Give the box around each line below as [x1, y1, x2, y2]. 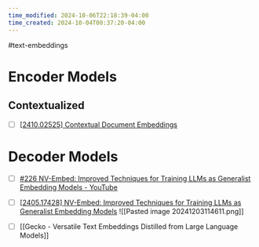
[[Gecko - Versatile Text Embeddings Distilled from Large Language [19, 221, 239, 231]
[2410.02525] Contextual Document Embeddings [19, 119, 178, 129]
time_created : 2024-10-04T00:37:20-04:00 [8, 19, 146, 27]
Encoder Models [8, 67, 118, 85]
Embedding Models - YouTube [19, 182, 118, 192]
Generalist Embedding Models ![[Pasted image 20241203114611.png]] [19, 206, 245, 216]
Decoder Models [8, 147, 119, 165]
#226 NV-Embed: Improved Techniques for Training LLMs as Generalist [19, 173, 251, 183]
